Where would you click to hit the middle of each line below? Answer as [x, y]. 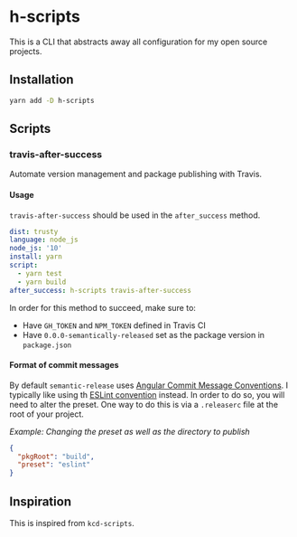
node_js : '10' [36, 249]
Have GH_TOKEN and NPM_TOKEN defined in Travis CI [114, 325]
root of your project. [46, 414]
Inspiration [41, 501]
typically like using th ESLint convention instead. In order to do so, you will [147, 394]
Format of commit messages [64, 365]
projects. [26, 51]
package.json [47, 345]
